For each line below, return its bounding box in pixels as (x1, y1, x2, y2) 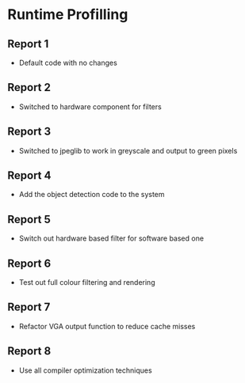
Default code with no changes (18, 58, 118, 67)
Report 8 (7, 344, 52, 358)
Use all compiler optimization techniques (18, 366, 152, 375)
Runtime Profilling (7, 6, 128, 24)
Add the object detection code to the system (18, 190, 165, 199)
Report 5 (7, 212, 51, 226)
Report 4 (7, 169, 52, 183)
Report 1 (7, 37, 49, 51)
